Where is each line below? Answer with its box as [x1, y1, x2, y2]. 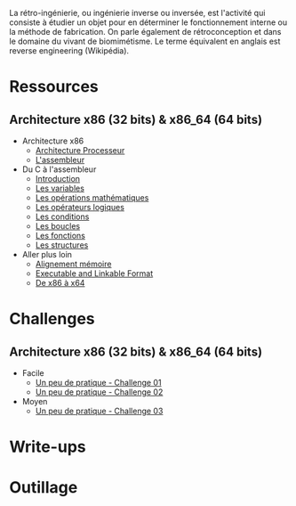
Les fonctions [35, 231, 86, 241]
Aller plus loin [21, 249, 73, 259]
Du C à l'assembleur [21, 164, 97, 175]
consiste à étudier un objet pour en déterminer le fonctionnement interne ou [9, 17, 288, 28]
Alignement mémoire [35, 258, 112, 269]
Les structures [35, 240, 89, 250]
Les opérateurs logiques [35, 202, 124, 212]
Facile [21, 368, 44, 378]
